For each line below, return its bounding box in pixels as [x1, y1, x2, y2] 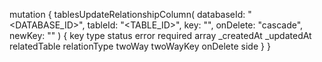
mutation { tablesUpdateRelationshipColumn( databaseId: [9, 9, 246, 20]
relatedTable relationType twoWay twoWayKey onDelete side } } [9, 40, 271, 52]
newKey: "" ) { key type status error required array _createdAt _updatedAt [9, 30, 312, 41]
